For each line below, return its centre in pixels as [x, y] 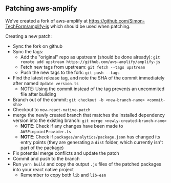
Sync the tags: [28, 51]
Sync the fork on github [38, 46]
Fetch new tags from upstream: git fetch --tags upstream [83, 67]
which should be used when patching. [90, 26]
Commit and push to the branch [46, 158]
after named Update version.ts [46, 83]
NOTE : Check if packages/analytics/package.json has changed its [90, 137]
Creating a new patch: [29, 36]
